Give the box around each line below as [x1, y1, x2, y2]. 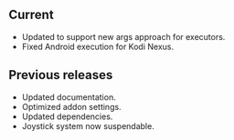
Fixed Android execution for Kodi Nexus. [21, 41, 175, 52]
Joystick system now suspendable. [21, 120, 154, 131]
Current [8, 7, 54, 23]
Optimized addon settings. [21, 101, 122, 112]
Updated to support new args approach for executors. [21, 31, 226, 42]
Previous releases [8, 67, 113, 83]
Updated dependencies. [21, 111, 113, 122]
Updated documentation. [21, 91, 116, 103]
